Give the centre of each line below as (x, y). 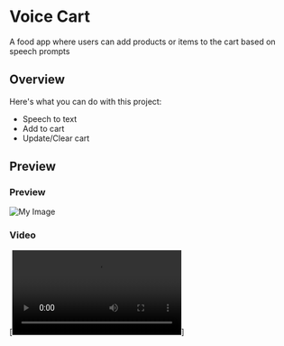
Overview (37, 80)
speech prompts (40, 51)
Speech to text (50, 118)
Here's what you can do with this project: (86, 101)
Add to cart (43, 128)
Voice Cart (50, 17)
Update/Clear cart (56, 138)
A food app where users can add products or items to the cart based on (143, 42)
